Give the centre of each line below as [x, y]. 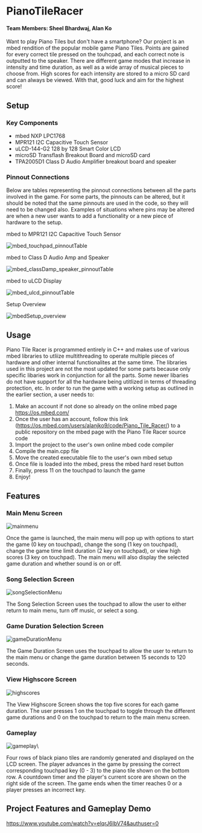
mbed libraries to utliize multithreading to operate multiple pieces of [90, 356]
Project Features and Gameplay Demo [79, 809]
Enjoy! [23, 477]
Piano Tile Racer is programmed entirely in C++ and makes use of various [98, 350]
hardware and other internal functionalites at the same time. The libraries [97, 362]
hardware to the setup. [34, 222]
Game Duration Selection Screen [55, 626]
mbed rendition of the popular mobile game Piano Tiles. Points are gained [97, 48]
